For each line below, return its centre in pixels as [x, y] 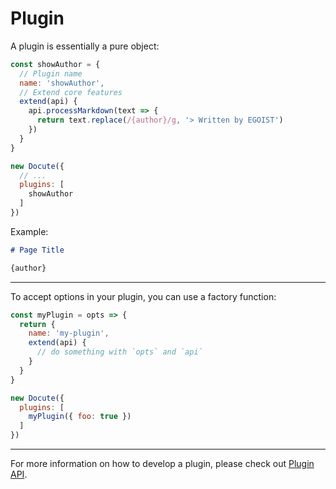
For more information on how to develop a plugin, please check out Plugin [162, 464]
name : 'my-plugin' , [69, 333]
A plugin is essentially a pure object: [85, 46]
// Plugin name [51, 73]
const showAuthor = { [55, 64]
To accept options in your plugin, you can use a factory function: [143, 296]
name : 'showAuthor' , [62, 83]
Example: [29, 231]
